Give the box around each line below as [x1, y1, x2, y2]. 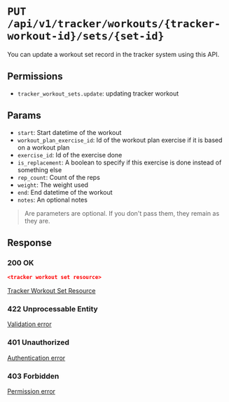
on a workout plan [17, 143, 70, 152]
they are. [24, 216, 50, 225]
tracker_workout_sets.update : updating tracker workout [17, 89, 179, 98]
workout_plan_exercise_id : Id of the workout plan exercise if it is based [17, 136, 223, 144]
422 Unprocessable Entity [7, 304, 98, 314]
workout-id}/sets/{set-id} [7, 30, 165, 43]
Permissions [7, 70, 63, 82]
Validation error [7, 320, 52, 328]
